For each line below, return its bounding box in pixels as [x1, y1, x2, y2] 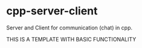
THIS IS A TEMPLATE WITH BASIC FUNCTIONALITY [6, 35, 137, 43]
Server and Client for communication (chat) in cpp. [6, 24, 133, 31]
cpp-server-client [6, 4, 98, 18]
